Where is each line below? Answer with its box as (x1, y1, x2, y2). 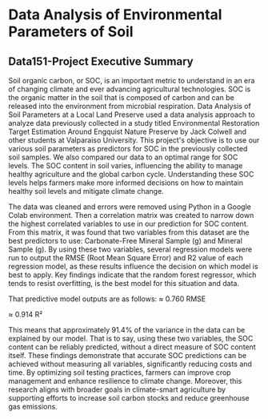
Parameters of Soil (8, 22, 134, 41)
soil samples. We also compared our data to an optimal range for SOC (8, 152, 238, 162)
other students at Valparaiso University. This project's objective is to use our (8, 135, 260, 145)
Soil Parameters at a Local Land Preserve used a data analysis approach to (8, 110, 255, 119)
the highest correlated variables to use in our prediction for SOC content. (8, 219, 249, 228)
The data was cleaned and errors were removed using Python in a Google (8, 202, 252, 212)
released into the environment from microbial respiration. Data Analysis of (8, 102, 252, 111)
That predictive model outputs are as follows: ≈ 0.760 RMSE (8, 294, 206, 304)
